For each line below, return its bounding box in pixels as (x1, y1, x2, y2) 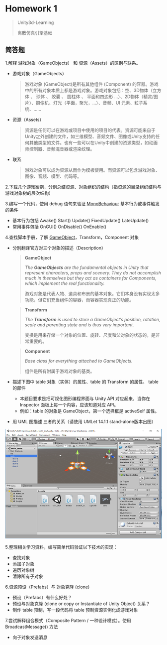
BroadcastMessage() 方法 (5, 624, 58, 630)
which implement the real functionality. (24, 280, 105, 286)
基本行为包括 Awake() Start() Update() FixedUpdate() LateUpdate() (12, 217, 149, 223)
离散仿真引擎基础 (17, 29, 53, 35)
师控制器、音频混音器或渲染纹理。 (24, 145, 95, 152)
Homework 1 (5, 3, 58, 14)
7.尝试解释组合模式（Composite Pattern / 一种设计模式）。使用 (5, 618, 132, 624)
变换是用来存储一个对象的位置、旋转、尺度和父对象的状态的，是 (24, 332, 156, 338)
